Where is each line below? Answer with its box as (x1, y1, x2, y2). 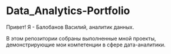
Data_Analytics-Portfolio (6, 4, 130, 18)
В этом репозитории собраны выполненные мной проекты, (6, 35, 156, 42)
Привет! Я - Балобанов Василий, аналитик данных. (6, 23, 134, 31)
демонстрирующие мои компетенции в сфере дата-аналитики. (6, 41, 166, 48)
